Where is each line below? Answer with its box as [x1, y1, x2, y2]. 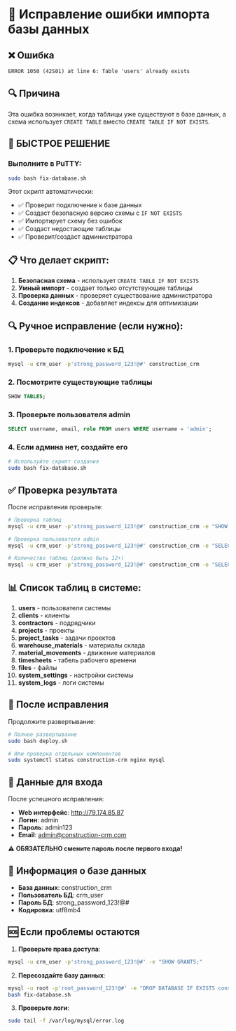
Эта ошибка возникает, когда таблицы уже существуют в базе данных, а [8, 110, 226, 118]
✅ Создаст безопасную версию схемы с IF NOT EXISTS [18, 209, 183, 217]
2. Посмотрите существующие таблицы [8, 377, 153, 387]
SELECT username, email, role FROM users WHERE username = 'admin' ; [8, 426, 212, 433]
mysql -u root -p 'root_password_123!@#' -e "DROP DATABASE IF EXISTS [8, 985, 216, 992]
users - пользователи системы [18, 604, 111, 612]
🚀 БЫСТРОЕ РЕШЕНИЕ [8, 138, 111, 150]
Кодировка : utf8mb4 [18, 905, 81, 914]
